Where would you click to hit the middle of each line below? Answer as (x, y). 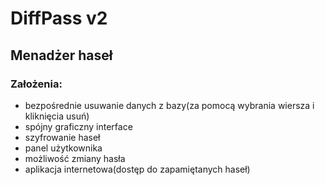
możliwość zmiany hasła (75, 158)
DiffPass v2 (59, 18)
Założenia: (36, 84)
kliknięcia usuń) (57, 116)
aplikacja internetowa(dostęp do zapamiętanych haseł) (137, 169)
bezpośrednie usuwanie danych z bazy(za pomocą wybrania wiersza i (169, 105)
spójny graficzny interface (78, 126)
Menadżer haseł (61, 55)
